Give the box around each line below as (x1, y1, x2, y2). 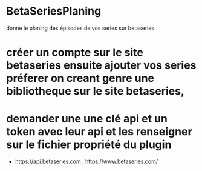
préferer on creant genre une (6, 72, 155, 85)
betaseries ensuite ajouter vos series (6, 59, 197, 72)
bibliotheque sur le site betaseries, (6, 84, 184, 98)
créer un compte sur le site (6, 45, 144, 59)
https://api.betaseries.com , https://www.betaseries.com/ (15, 158, 158, 165)
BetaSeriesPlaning (6, 4, 102, 18)
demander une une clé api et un (6, 112, 168, 126)
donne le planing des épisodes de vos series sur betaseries (6, 24, 155, 32)
